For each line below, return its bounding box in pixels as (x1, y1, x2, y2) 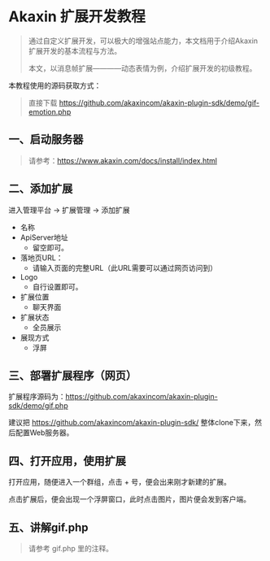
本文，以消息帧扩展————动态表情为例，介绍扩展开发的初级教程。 (28, 63, 257, 73)
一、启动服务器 (8, 133, 84, 146)
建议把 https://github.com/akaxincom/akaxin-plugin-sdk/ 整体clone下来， (8, 418, 255, 428)
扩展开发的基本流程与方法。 (28, 46, 122, 55)
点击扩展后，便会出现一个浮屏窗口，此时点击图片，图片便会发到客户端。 (8, 494, 250, 504)
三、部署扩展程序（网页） (8, 368, 137, 382)
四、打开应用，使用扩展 (8, 454, 126, 467)
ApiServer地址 (20, 233, 69, 242)
